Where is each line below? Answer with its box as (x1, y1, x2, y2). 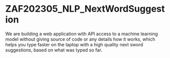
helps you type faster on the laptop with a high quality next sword (5, 41, 143, 47)
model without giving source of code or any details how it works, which (5, 36, 156, 42)
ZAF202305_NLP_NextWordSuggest (5, 3, 165, 15)
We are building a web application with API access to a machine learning (5, 31, 158, 37)
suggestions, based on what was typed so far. (5, 47, 103, 53)
